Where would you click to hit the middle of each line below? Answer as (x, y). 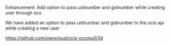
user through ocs (24, 13)
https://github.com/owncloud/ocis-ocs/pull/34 (54, 38)
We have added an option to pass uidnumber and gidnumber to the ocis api (85, 23)
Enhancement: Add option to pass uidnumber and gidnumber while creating (85, 7)
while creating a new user (33, 28)
